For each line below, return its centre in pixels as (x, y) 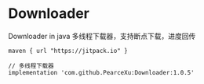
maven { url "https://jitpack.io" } (68, 51)
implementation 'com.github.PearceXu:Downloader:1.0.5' (101, 72)
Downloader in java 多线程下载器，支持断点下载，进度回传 (102, 36)
